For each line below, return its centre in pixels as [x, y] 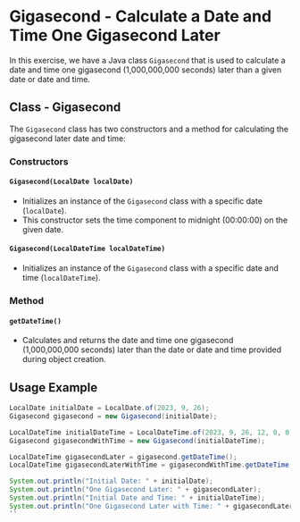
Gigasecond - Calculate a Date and [141, 17]
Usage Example [54, 387]
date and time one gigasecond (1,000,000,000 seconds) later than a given [146, 70]
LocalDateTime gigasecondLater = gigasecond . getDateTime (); [124, 457]
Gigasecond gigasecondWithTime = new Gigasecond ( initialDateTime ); [137, 441]
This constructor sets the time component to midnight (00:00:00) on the [155, 220]
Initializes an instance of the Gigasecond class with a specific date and [150, 268]
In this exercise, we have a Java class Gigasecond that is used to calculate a [147, 60]
